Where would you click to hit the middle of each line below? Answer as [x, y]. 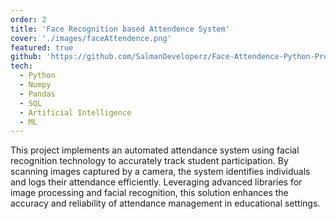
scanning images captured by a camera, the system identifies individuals [160, 172]
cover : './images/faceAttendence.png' [91, 38]
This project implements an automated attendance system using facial [155, 150]
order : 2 [28, 19]
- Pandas [37, 94]
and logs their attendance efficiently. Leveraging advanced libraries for [156, 182]
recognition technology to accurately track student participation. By [149, 161]
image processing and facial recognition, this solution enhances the [149, 193]
